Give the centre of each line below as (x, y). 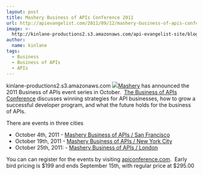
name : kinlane (29, 46)
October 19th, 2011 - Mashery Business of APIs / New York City (94, 141)
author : (16, 40)
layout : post (23, 12)
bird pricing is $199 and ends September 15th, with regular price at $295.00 (100, 166)
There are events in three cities (45, 123)
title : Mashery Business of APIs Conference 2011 (70, 17)
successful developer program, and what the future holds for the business (99, 105)
